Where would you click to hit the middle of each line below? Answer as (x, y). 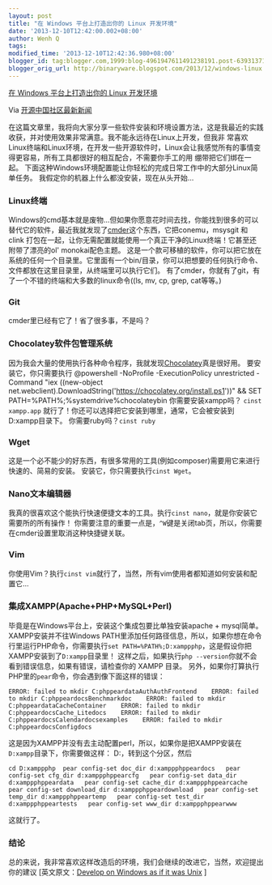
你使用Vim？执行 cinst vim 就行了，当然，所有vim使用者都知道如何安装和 (130, 573)
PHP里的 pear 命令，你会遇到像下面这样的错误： (87, 676)
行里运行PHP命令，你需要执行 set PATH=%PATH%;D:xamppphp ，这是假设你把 (130, 645)
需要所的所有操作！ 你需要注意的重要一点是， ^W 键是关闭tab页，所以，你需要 (136, 523)
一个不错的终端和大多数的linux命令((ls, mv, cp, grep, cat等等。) (118, 281)
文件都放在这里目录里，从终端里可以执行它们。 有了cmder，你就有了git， (131, 270)
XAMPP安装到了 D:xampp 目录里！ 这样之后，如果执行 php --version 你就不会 (133, 656)
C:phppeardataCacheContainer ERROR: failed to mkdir (104, 705)
